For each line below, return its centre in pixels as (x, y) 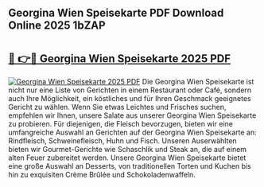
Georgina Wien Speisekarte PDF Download (116, 13)
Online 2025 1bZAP (57, 26)
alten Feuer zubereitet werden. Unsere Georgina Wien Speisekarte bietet (127, 158)
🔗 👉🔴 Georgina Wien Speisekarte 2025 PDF (120, 58)
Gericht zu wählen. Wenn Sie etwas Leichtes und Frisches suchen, (117, 107)
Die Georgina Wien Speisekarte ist (198, 82)
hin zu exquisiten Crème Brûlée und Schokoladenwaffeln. (102, 175)
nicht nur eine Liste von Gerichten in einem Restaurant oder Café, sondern (130, 90)
